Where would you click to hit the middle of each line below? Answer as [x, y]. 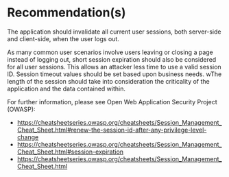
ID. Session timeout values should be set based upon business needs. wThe [114, 74]
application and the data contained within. [66, 88]
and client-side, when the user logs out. [63, 38]
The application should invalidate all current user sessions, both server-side [114, 32]
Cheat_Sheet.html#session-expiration [70, 152]
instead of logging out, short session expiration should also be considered [112, 59]
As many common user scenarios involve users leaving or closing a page [110, 52]
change [28, 137]
